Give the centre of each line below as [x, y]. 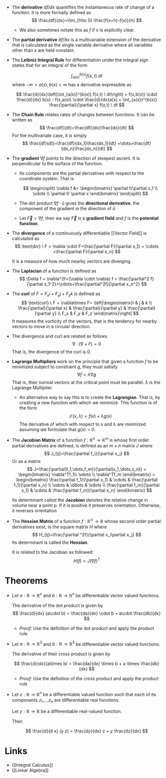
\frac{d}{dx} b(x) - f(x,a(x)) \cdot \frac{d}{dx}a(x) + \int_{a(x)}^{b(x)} [87, 100]
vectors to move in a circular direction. [51, 327]
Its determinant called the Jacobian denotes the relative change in [80, 500]
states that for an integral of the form [50, 65]
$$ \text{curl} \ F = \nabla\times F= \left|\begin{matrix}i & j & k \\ [86, 303]
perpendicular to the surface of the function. [57, 164]
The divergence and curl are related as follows [59, 336]
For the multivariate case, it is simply [49, 136]
